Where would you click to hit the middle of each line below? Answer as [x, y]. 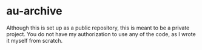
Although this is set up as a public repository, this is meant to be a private [98, 28]
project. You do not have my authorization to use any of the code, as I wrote [101, 34]
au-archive [34, 11]
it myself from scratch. [34, 40]
